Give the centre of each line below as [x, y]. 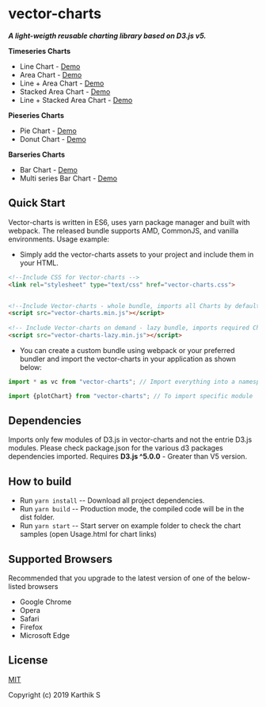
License [28, 661]
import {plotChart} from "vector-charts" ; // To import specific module [131, 396]
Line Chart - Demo [50, 66]
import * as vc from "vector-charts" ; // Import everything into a [122, 382]
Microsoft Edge [45, 636]
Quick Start [37, 203]
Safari [29, 619]
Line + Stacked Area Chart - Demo [76, 100]
